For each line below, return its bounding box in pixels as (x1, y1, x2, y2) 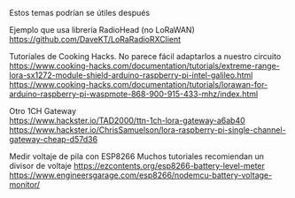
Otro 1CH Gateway (9, 106, 77, 116)
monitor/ (9, 179, 41, 189)
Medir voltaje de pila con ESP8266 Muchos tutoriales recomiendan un (9, 151, 264, 162)
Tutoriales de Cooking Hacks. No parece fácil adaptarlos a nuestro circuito (9, 51, 282, 61)
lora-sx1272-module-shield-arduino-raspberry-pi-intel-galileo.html (9, 70, 253, 80)
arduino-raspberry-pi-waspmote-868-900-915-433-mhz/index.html (9, 88, 259, 99)
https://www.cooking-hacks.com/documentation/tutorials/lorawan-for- (9, 80, 268, 89)
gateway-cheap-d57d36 (9, 134, 98, 144)
